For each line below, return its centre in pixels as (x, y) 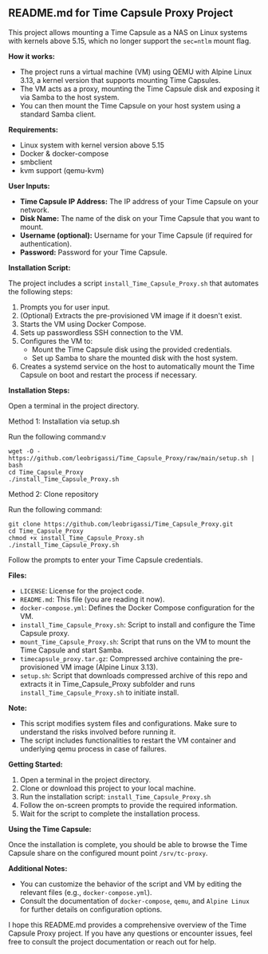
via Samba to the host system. (69, 97)
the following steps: (41, 291)
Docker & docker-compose (64, 153)
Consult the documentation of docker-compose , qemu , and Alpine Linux (134, 901)
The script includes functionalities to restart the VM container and (128, 740)
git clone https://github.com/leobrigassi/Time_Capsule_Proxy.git (121, 524)
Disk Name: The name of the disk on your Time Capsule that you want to (140, 218)
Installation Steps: (39, 390)
